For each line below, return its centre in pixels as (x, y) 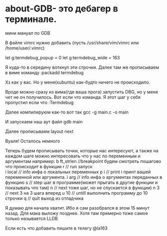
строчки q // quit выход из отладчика (44, 198)
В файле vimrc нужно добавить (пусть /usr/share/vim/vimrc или (72, 42)
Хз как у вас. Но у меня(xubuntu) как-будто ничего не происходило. (78, 82)
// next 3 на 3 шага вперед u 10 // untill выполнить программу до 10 (77, 193)
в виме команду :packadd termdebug (44, 72)
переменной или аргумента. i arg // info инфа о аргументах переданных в (84, 177)
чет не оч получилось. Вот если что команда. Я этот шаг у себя (73, 97)
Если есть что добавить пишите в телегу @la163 (57, 228)
